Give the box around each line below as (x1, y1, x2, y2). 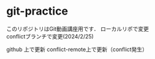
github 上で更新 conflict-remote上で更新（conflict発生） (6, 46, 148, 53)
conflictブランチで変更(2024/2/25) (6, 32, 94, 40)
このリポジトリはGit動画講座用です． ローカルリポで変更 (6, 25, 149, 32)
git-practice (6, 4, 69, 18)
